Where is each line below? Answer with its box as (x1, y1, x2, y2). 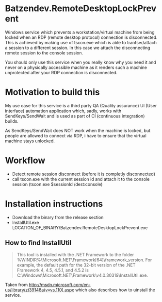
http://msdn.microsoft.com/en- (29, 282, 91, 287)
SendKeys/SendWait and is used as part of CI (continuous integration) (5, 113, 145, 119)
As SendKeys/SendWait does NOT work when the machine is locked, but (5, 127, 151, 134)
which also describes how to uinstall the (75, 287, 155, 293)
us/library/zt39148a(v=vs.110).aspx (5, 287, 74, 293)
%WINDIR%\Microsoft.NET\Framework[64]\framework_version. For (16, 257, 152, 263)
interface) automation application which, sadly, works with (5, 108, 122, 114)
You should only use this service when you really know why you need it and (5, 59, 156, 65)
